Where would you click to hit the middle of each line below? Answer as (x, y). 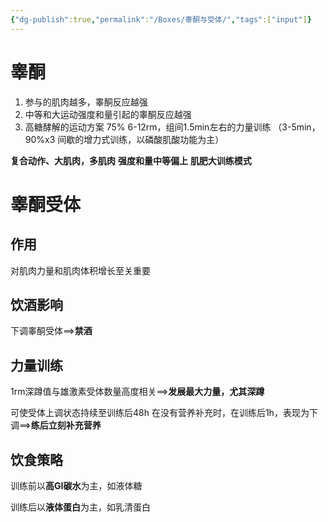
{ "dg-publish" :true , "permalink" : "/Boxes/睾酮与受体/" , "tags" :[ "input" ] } (161, 19)
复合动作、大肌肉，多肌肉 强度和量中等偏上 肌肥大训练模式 (131, 160)
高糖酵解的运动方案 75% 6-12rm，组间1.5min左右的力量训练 (148, 127)
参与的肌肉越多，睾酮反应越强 (86, 102)
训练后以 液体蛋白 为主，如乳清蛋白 (80, 507)
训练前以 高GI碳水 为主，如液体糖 (76, 485)
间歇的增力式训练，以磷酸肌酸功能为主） (141, 139)
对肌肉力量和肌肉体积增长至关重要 (80, 270)
